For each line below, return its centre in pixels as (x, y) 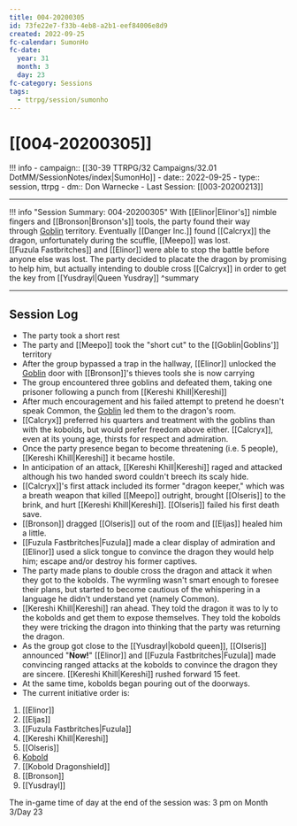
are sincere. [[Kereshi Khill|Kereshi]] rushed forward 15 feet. (131, 675)
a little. (34, 533)
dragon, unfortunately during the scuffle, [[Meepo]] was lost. (120, 241)
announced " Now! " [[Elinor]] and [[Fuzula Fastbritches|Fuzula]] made (149, 655)
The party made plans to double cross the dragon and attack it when (147, 571)
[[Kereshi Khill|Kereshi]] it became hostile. (98, 458)
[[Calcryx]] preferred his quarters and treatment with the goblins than (148, 421)
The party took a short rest (71, 336)
